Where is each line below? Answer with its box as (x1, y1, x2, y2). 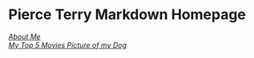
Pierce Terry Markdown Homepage (8, 6, 247, 24)
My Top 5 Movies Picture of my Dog (8, 40, 127, 49)
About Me (8, 32, 42, 41)
